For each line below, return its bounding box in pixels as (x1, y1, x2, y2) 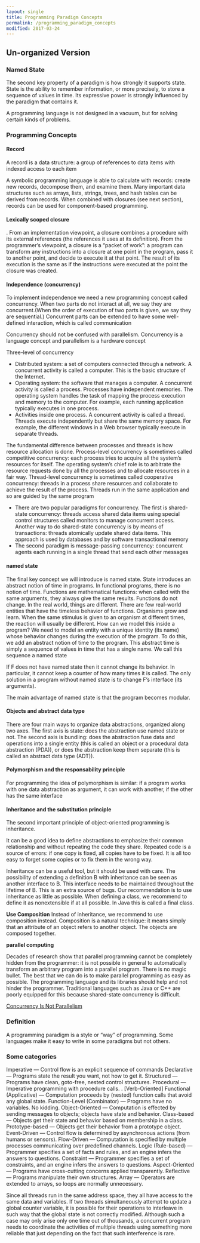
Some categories (6, 1052, 57, 1060)
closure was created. (6, 267, 58, 275)
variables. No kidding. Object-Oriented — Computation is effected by (6, 1104, 176, 1111)
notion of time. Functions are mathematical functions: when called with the (6, 588, 190, 595)
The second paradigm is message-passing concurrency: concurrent (14, 542, 183, 549)
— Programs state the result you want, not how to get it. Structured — (6, 1072, 178, 1079)
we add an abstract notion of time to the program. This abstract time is (6, 639, 180, 646)
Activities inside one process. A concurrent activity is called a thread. (14, 411, 186, 419)
